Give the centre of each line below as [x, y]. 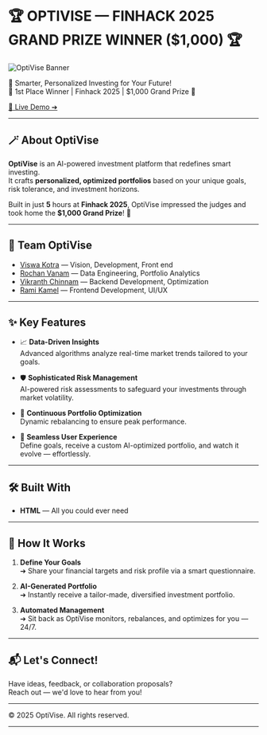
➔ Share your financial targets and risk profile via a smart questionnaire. [137, 571]
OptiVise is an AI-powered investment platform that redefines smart [120, 163]
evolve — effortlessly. [55, 454]
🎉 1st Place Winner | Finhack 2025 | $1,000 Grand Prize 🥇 [102, 91]
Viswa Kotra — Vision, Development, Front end [96, 264]
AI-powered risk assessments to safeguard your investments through [133, 389]
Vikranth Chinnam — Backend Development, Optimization [114, 281]
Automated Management [62, 610]
